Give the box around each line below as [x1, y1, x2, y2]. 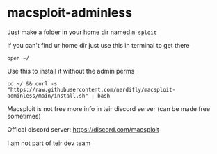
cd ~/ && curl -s [7, 80, 58, 87]
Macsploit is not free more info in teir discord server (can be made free [7, 104, 211, 112]
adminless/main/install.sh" [7, 92, 89, 99]
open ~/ [7, 54, 30, 62]
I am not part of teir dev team [7, 139, 91, 147]
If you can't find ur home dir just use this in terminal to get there [7, 41, 190, 49]
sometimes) [7, 112, 42, 120]
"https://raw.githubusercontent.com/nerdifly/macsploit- [7, 86, 176, 93]
